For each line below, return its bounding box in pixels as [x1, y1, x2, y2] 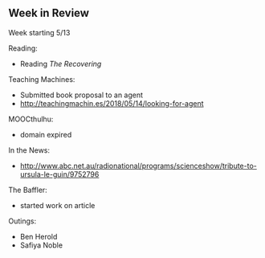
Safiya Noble [19, 240, 63, 250]
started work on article [19, 200, 96, 210]
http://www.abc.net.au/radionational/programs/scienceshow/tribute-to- [19, 161, 257, 170]
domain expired [19, 129, 72, 139]
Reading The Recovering [19, 59, 102, 68]
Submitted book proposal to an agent [19, 90, 143, 100]
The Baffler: [8, 185, 48, 195]
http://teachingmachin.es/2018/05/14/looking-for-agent [19, 98, 204, 108]
